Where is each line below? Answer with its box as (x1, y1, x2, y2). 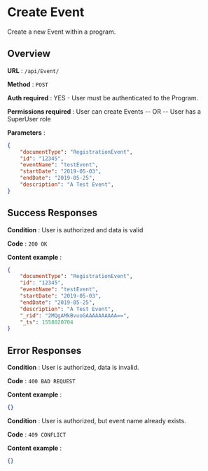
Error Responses (7, 345, 82, 357)
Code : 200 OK (7, 239, 48, 248)
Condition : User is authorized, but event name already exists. (7, 417, 187, 425)
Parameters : (7, 128, 46, 137)
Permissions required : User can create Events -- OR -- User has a (7, 107, 202, 116)
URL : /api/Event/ (7, 66, 60, 74)
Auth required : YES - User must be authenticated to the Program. (7, 93, 198, 102)
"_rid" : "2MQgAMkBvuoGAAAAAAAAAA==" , (20, 312, 130, 319)
